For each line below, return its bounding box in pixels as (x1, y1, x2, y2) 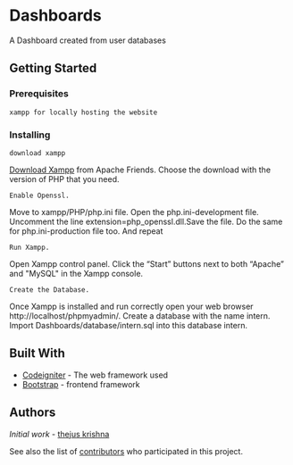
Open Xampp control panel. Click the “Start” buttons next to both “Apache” (9, 258, 284, 269)
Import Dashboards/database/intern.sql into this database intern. (9, 320, 248, 330)
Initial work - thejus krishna (9, 428, 110, 439)
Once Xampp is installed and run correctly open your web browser (9, 301, 254, 311)
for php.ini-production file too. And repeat (9, 225, 163, 237)
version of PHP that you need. (9, 173, 120, 184)
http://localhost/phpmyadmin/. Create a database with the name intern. (9, 310, 271, 321)
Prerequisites (9, 87, 69, 100)
